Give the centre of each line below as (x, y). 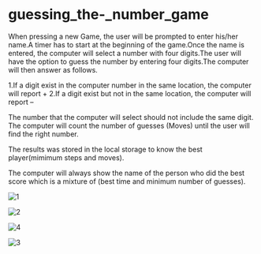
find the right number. (43, 134)
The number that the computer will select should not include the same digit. (131, 117)
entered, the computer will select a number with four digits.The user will (125, 53)
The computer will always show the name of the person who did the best (127, 173)
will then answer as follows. (53, 69)
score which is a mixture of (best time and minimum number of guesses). (127, 181)
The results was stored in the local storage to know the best (105, 149)
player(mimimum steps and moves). (66, 157)
